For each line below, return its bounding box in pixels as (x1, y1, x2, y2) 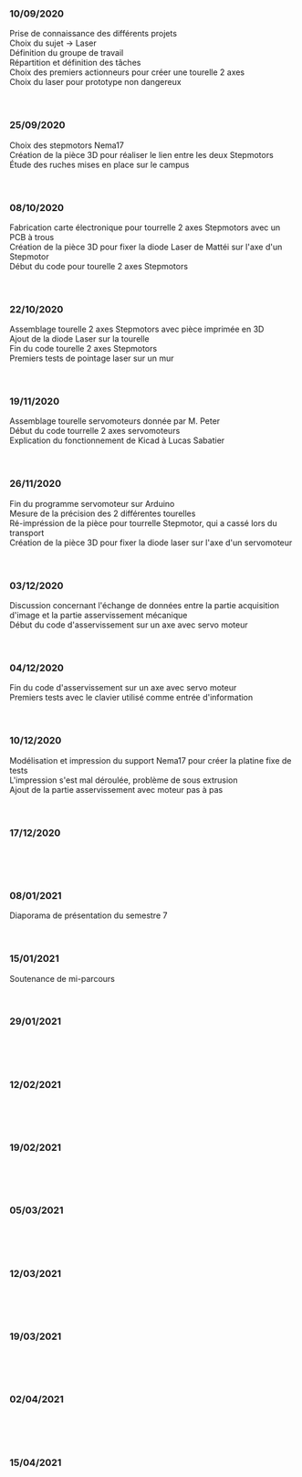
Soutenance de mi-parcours (9, 973, 116, 984)
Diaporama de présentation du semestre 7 (9, 910, 168, 921)
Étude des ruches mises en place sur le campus (9, 159, 190, 170)
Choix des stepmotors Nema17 (9, 140, 125, 151)
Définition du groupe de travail (9, 47, 124, 58)
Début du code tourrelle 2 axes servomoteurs (9, 426, 181, 437)
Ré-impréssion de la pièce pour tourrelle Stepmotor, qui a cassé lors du (9, 517, 277, 528)
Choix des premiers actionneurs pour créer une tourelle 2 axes (9, 67, 245, 78)
